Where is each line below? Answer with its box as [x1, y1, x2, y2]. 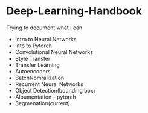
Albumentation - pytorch [14, 93, 77, 100]
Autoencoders [14, 67, 51, 75]
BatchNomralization [14, 74, 65, 81]
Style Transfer [14, 55, 51, 62]
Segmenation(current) [14, 99, 71, 106]
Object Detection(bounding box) [14, 87, 95, 94]
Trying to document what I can [6, 24, 83, 31]
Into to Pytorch [14, 42, 53, 49]
